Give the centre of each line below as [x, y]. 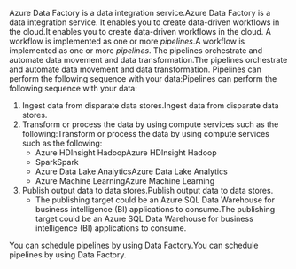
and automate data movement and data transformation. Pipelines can [135, 69]
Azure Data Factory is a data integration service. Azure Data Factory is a [140, 13]
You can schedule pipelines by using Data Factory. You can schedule [134, 245]
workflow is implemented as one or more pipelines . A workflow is [127, 41]
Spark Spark [57, 162]
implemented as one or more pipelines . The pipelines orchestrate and [136, 51]
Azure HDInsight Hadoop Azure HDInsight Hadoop [126, 153]
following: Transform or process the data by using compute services [146, 134]
